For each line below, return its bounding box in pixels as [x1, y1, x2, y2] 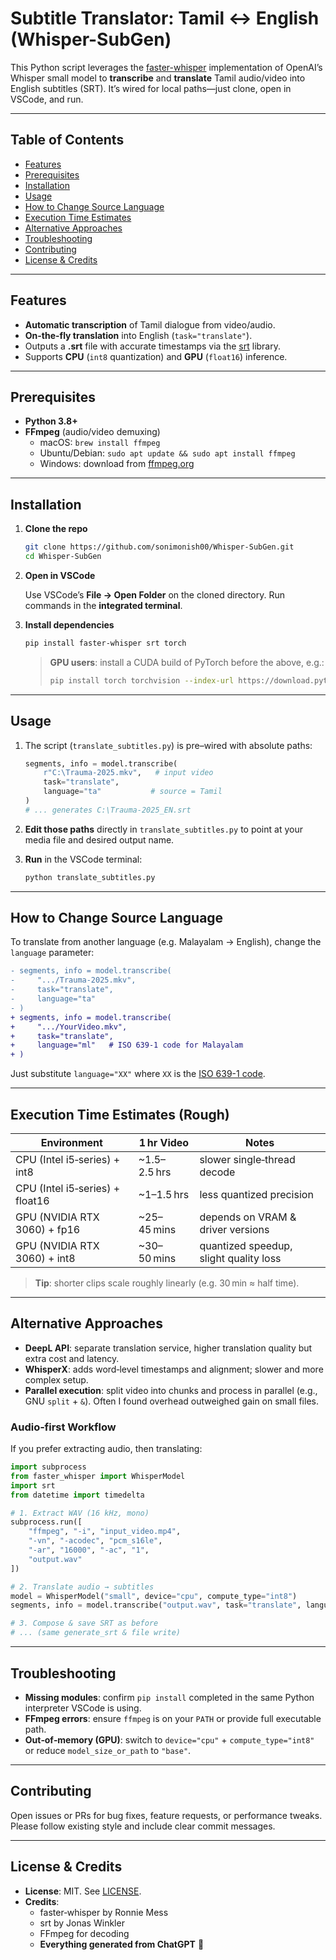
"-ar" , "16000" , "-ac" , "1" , [28, 1545, 150, 1556]
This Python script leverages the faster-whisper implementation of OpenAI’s [10, 61, 323, 73]
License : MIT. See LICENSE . [24, 1885, 142, 1897]
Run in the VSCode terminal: [24, 853, 143, 865]
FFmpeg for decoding [39, 1927, 130, 1939]
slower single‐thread [199, 1153, 296, 1166]
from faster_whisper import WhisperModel [10, 1471, 186, 1481]
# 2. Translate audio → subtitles [10, 1582, 155, 1592]
